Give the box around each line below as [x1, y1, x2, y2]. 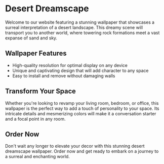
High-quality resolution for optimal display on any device [12, 62, 128, 68]
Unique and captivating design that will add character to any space [12, 67, 149, 73]
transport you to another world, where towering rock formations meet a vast [5, 30, 160, 35]
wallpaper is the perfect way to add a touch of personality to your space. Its [5, 105, 160, 111]
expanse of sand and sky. [5, 35, 58, 41]
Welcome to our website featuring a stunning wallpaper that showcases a [5, 19, 155, 25]
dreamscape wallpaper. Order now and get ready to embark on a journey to [5, 148, 159, 154]
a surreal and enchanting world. [5, 154, 70, 160]
